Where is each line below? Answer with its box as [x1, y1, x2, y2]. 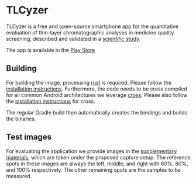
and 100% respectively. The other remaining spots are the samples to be [6, 166, 181, 173]
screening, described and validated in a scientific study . [6, 35, 141, 42]
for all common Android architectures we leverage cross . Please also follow [6, 91, 188, 98]
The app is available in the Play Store [6, 46, 95, 53]
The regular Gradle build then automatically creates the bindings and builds [6, 109, 188, 116]
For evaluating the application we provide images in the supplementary [6, 147, 177, 155]
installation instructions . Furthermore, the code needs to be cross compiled [6, 85, 187, 92]
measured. [6, 172, 32, 179]
